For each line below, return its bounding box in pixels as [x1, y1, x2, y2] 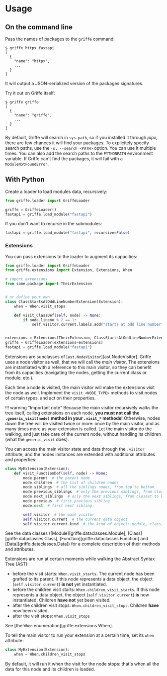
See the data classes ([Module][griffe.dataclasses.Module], [5, 530, 127, 536]
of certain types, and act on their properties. [5, 395, 96, 401]
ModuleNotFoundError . [5, 161, 49, 167]
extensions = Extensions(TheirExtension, [5, 335, 92, 341]
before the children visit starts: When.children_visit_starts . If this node [12, 586, 160, 592]
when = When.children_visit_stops [14, 652, 85, 657]
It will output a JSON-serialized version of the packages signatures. [5, 81, 144, 86]
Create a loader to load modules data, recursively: [5, 189, 108, 194]
